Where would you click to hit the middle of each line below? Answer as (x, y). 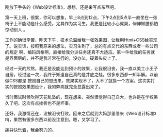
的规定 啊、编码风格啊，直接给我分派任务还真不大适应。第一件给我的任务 (78, 52)
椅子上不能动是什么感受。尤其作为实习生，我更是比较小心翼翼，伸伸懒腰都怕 (81, 24)
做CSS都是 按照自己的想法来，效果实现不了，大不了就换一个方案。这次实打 (80, 81)
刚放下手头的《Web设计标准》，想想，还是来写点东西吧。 (62, 7)
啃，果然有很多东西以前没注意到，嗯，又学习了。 (54, 120)
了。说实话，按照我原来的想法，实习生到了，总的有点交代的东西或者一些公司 (81, 46)
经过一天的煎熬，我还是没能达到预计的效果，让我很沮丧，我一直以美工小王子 (81, 68)
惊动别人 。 (16, 30)
